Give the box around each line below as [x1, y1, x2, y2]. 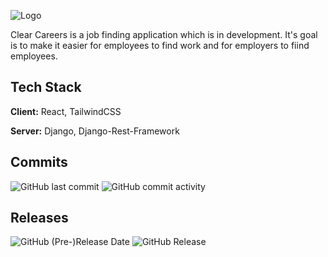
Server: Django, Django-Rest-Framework [10, 125, 180, 137]
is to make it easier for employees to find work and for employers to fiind [10, 40, 310, 51]
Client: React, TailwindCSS [10, 105, 122, 117]
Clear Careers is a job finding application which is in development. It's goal [10, 29, 318, 40]
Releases [10, 210, 69, 227]
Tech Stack [10, 79, 82, 96]
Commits [10, 154, 68, 171]
